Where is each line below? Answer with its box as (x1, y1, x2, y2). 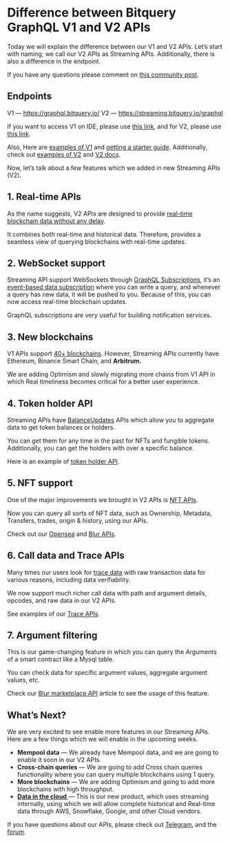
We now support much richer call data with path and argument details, (7, 589, 207, 597)
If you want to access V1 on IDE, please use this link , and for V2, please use (7, 122, 222, 131)
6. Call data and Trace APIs (7, 550, 125, 562)
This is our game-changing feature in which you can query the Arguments (7, 648, 217, 656)
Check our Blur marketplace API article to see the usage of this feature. (7, 689, 209, 698)
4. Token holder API (7, 397, 93, 409)
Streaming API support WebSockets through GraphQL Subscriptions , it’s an (7, 276, 220, 284)
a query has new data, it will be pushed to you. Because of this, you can (7, 290, 211, 298)
